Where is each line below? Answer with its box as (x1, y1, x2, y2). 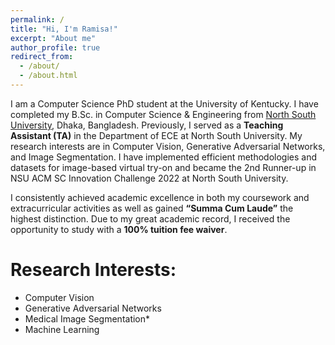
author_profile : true (10, 42, 101, 53)
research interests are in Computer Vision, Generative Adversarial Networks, (10, 140, 326, 152)
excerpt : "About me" (10, 33, 97, 43)
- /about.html (19, 71, 78, 81)
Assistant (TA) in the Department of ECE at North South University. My (10, 129, 303, 141)
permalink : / (10, 14, 65, 25)
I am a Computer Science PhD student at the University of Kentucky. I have (10, 97, 319, 110)
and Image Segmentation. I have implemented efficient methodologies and (10, 151, 317, 163)
